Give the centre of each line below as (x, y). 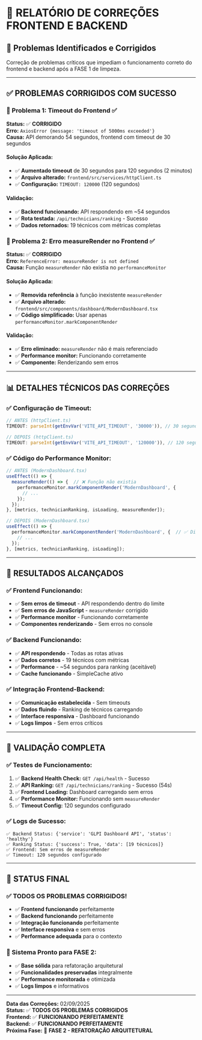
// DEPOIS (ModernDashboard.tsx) (48, 521)
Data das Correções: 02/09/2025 (48, 1003)
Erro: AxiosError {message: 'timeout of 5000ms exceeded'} (81, 130)
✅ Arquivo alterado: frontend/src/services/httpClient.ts (88, 177)
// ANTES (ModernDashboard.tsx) (47, 471)
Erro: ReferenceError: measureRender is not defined (72, 261)
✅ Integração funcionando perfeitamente (67, 923)
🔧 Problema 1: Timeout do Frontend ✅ (62, 110)
